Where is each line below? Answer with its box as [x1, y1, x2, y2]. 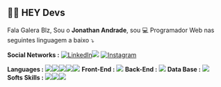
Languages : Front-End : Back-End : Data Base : [7, 65, 202, 73]
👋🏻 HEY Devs [7, 7, 65, 19]
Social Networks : [7, 50, 60, 59]
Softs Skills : [7, 73, 44, 81]
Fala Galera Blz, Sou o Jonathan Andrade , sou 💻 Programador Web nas [7, 26, 215, 34]
